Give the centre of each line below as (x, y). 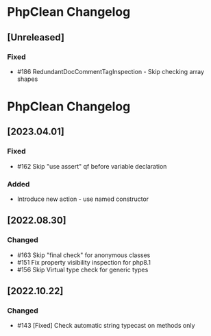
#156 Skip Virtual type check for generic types (83, 269)
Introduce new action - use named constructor (83, 199)
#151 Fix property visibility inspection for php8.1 (84, 262)
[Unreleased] (36, 37)
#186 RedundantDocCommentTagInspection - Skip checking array (110, 71)
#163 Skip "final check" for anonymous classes (84, 255)
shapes (27, 79)
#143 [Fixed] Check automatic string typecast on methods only (106, 326)
